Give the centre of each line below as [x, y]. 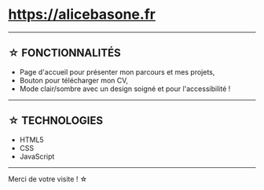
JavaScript [37, 156]
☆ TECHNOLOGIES [56, 121]
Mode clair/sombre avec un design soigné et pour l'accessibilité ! [125, 89]
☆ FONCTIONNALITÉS [65, 53]
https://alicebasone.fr [82, 15]
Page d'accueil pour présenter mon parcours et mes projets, [117, 71]
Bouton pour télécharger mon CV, [73, 80]
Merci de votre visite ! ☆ [48, 179]
